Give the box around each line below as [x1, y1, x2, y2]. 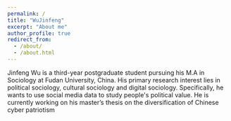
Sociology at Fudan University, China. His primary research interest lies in [7, 76, 220, 84]
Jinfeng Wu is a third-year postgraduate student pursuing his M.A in [7, 68, 205, 77]
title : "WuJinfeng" [7, 17, 65, 24]
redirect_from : [7, 36, 52, 43]
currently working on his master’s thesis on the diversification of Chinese [7, 98, 220, 106]
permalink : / [7, 10, 46, 17]
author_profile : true [7, 29, 71, 37]
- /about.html [13, 50, 55, 57]
